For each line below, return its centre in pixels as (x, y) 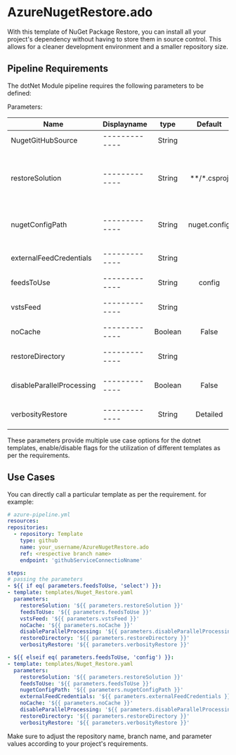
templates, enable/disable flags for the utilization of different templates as (114, 447)
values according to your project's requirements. (78, 743)
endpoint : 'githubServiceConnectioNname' (81, 560)
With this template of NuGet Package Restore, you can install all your (107, 32)
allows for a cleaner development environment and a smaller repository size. (118, 46)
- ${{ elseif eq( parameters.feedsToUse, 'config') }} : (91, 657)
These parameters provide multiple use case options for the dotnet (104, 440)
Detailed (209, 414)
